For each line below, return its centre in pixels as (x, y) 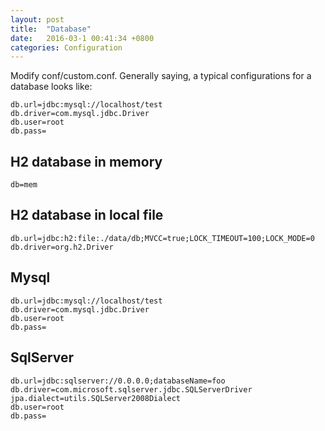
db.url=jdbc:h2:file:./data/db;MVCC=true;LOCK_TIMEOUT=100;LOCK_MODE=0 (162, 238)
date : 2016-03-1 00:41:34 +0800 (82, 38)
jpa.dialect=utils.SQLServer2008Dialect (96, 398)
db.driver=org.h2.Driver (62, 247)
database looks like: (51, 87)
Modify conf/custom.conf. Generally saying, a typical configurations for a (161, 76)
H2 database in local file (87, 215)
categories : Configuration (66, 47)
